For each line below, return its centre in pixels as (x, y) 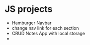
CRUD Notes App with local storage (48, 33)
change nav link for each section (45, 28)
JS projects (29, 9)
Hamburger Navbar (32, 23)
